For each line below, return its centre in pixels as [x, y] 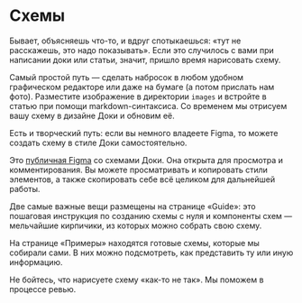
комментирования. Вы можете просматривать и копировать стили [139, 170]
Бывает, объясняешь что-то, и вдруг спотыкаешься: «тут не [125, 41]
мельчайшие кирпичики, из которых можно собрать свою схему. [136, 225]
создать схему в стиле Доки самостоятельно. [98, 142]
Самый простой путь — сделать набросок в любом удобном [127, 77]
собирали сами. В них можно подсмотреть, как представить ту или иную [151, 252]
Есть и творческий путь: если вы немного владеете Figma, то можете [144, 133]
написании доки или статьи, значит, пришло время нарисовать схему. [145, 60]
